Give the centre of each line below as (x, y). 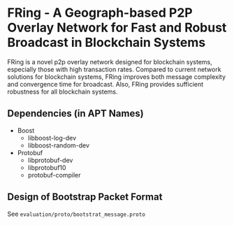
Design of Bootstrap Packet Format (85, 197)
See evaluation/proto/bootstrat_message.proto (76, 214)
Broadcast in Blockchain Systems (107, 43)
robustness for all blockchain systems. (63, 92)
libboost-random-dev (58, 145)
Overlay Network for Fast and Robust (117, 28)
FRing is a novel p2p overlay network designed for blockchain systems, (110, 61)
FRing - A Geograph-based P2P (100, 13)
